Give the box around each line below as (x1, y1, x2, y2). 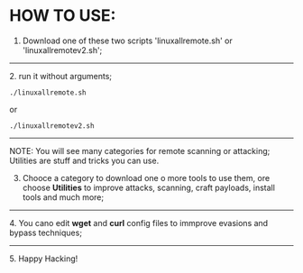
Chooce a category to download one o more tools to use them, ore (22, 172, 271, 183)
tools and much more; (22, 191, 105, 203)
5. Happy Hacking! (9, 253, 78, 264)
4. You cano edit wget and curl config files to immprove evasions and (9, 217, 269, 228)
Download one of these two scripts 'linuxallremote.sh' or (22, 35, 233, 46)
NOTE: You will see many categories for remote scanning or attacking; (9, 145, 271, 156)
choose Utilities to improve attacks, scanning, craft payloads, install (22, 182, 275, 193)
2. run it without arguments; (9, 70, 113, 81)
